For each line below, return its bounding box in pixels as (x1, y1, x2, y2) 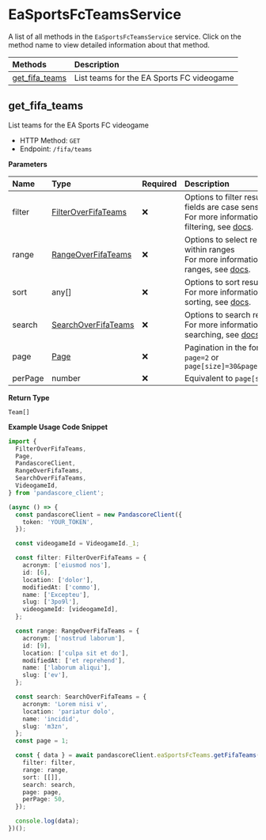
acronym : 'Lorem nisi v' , (22, 700, 108, 708)
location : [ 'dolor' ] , (22, 576, 93, 583)
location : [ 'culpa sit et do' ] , (22, 649, 129, 657)
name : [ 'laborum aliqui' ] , (22, 663, 112, 672)
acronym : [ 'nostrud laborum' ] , (22, 634, 126, 642)
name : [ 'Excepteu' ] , (22, 591, 90, 599)
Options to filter (184, 192, 243, 203)
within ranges (184, 244, 235, 255)
